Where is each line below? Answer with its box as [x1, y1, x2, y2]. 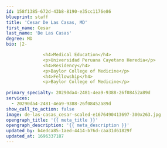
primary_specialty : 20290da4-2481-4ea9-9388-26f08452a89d [6, 90, 151, 96]
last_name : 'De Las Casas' [6, 30, 72, 36]
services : [6, 95, 30, 101]
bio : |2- [6, 42, 28, 47]
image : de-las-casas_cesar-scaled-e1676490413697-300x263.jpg [6, 112, 161, 118]
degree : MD [6, 36, 33, 42]
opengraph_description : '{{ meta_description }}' [6, 122, 130, 129]
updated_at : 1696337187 [6, 133, 64, 139]
